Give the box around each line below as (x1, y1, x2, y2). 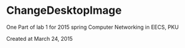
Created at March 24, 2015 (6, 35, 73, 42)
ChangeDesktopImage (6, 4, 122, 17)
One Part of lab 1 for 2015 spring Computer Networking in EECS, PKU (6, 23, 179, 31)
